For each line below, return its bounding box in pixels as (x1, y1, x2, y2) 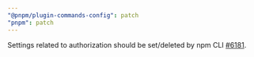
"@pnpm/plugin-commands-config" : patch (7, 11, 139, 20)
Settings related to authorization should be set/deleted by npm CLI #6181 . (7, 40, 247, 49)
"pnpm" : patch (7, 19, 55, 27)
